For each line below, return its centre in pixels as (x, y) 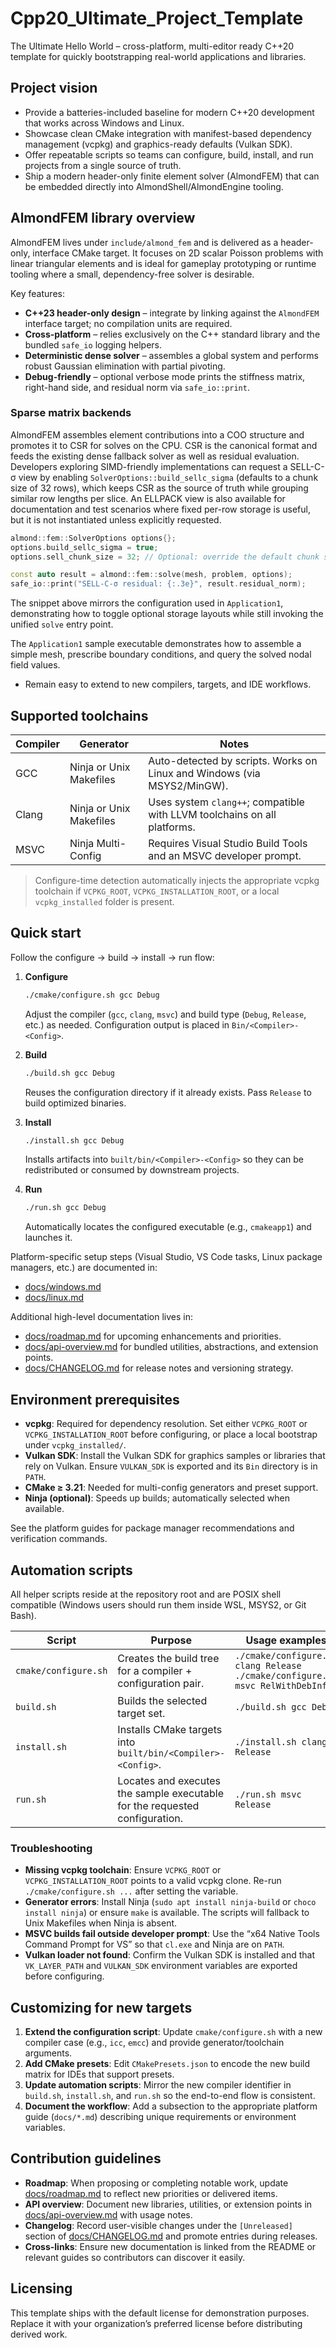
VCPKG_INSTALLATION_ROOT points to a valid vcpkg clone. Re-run (153, 1881)
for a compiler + (155, 1670)
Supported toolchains (79, 715)
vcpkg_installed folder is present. (104, 902)
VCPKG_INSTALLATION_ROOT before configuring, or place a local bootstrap (171, 1434)
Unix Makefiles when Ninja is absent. (101, 1923)
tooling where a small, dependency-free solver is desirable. (132, 274)
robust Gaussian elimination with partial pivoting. (125, 366)
